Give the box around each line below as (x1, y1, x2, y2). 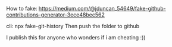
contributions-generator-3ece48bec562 (6, 11, 105, 18)
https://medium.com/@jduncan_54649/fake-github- (38, 5, 167, 12)
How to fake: (6, 5, 37, 12)
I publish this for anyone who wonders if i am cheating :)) (6, 34, 146, 41)
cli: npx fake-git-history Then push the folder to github (6, 23, 140, 29)
